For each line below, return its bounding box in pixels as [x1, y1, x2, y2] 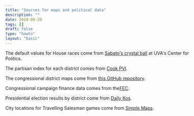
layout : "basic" [5, 36, 40, 41]
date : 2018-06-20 [5, 17, 42, 22]
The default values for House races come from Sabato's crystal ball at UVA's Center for [5, 50, 189, 56]
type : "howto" [5, 31, 36, 36]
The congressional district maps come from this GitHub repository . [5, 75, 145, 81]
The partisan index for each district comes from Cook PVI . [5, 65, 128, 72]
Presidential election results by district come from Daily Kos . [5, 95, 132, 101]
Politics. [5, 55, 22, 61]
